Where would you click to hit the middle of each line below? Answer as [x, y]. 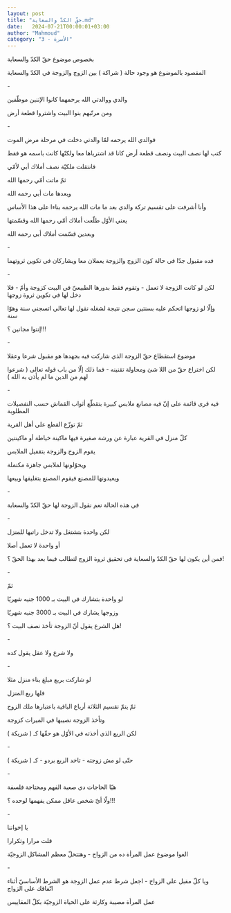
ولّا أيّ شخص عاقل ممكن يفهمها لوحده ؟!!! [61, 801]
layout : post [26, 14]
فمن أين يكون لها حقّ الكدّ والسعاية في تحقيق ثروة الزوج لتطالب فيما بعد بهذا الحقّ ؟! [116, 559]
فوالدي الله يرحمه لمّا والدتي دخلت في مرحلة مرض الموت [81, 140]
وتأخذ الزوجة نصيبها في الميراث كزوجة [56, 720]
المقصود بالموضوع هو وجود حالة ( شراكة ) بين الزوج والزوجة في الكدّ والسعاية [107, 73]
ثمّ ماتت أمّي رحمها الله [37, 180]
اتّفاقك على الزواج [30, 889]
